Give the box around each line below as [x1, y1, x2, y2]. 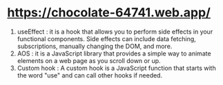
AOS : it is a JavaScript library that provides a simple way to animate [17, 49, 212, 58]
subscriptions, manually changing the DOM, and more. [17, 42, 173, 50]
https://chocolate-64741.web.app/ [7, 5, 211, 21]
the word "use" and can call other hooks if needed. [17, 71, 163, 80]
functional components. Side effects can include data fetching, [17, 34, 197, 42]
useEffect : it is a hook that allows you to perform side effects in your [17, 27, 213, 36]
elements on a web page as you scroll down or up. [17, 56, 161, 64]
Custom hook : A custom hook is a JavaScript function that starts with [17, 64, 216, 72]
